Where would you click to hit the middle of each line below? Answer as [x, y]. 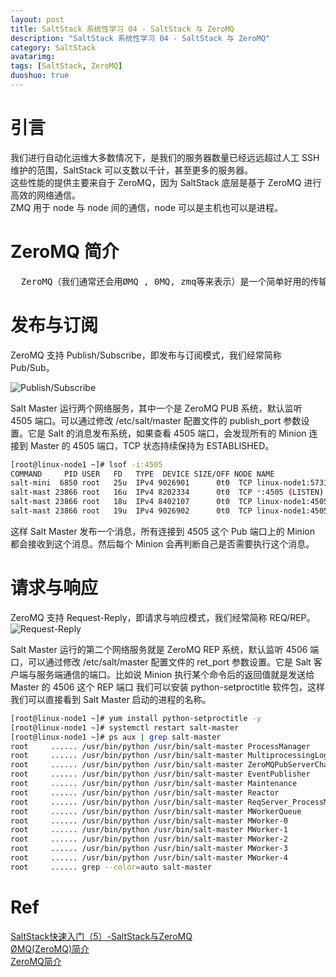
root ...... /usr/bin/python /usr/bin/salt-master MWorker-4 [149, 858]
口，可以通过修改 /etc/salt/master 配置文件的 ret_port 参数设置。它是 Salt [161, 662]
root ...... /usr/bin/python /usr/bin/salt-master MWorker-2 [149, 839]
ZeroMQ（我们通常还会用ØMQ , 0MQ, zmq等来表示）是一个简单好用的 [165, 281]
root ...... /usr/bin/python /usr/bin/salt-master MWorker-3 [149, 849]
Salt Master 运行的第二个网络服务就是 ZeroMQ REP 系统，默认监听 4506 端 [165, 649]
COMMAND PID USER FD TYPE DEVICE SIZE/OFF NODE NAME [142, 474]
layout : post [37, 19]
